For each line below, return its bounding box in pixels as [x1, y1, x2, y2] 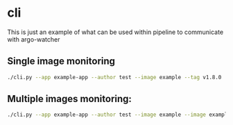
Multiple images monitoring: [7, 93, 132, 105]
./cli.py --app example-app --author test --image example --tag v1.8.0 [7, 74, 222, 81]
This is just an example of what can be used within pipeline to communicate [7, 28, 224, 36]
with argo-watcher [7, 35, 60, 43]
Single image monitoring [7, 56, 116, 67]
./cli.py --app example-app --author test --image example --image [7, 111, 207, 119]
